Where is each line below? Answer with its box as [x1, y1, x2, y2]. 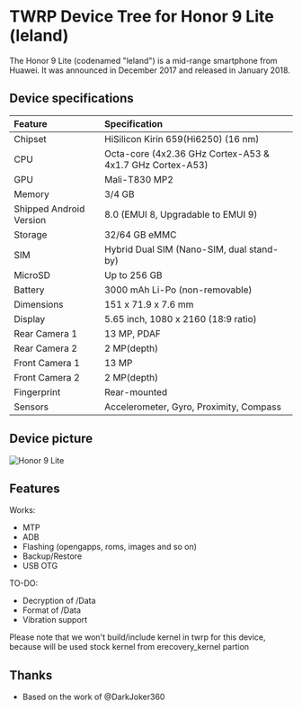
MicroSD [13, 268, 51, 281]
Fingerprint [13, 385, 61, 398]
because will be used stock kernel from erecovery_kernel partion [9, 642, 250, 652]
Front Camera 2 [13, 371, 81, 383]
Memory [13, 187, 49, 200]
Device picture [9, 431, 93, 446]
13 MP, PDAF [104, 327, 162, 339]
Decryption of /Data [22, 596, 96, 607]
